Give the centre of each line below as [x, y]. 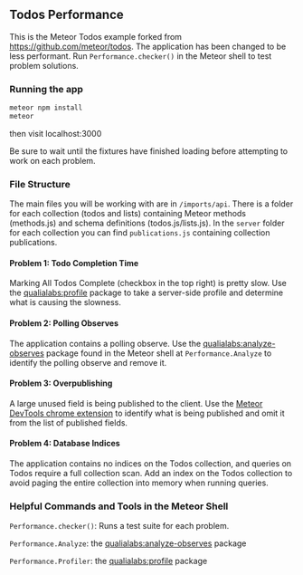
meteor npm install [46, 108]
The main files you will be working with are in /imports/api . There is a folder [151, 204]
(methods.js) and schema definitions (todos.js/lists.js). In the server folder [147, 223]
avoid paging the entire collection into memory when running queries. [139, 483]
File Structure [40, 184]
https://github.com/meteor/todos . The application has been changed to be [148, 46]
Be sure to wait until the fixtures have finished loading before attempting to [149, 151]
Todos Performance [66, 15]
